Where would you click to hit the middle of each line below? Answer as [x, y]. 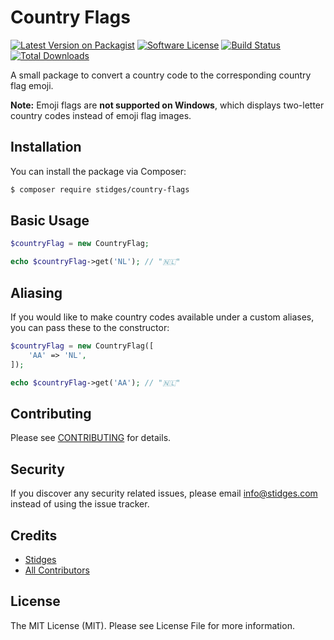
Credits [34, 535]
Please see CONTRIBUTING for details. [91, 438]
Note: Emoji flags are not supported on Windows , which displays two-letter [167, 105]
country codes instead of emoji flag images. [101, 115]
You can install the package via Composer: [98, 171]
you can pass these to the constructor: [90, 327]
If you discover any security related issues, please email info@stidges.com [164, 493]
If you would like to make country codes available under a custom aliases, [162, 317]
